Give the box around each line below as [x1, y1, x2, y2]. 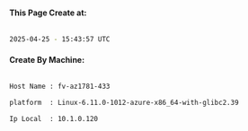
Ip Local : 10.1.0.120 [9, 115, 99, 124]
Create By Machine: [9, 54, 85, 65]
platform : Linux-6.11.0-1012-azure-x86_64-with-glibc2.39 [9, 99, 240, 108]
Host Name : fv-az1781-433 [9, 82, 111, 92]
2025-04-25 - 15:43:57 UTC [9, 35, 111, 44]
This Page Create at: [9, 7, 87, 18]
